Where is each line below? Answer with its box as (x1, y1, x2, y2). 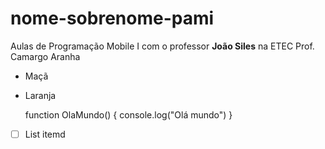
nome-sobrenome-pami (10, 7, 215, 30)
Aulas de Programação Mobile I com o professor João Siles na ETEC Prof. (10, 40, 315, 52)
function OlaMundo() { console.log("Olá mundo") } (24, 108, 233, 121)
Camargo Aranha (10, 50, 81, 62)
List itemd (24, 128, 66, 140)
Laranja (24, 89, 57, 101)
